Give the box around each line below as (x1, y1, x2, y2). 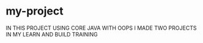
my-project (6, 4, 64, 18)
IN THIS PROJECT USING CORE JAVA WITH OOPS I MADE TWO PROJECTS (6, 24, 197, 31)
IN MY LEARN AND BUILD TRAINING (6, 30, 98, 38)
